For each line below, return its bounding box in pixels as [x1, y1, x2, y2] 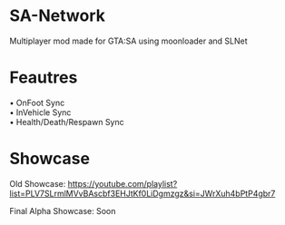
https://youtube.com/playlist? [67, 178, 178, 189]
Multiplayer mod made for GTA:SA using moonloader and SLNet [9, 35, 248, 46]
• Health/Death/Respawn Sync [9, 116, 124, 127]
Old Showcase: [9, 178, 66, 189]
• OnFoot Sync [9, 97, 65, 108]
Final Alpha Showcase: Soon [9, 205, 116, 216]
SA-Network [9, 5, 106, 26]
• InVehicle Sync [9, 106, 72, 118]
